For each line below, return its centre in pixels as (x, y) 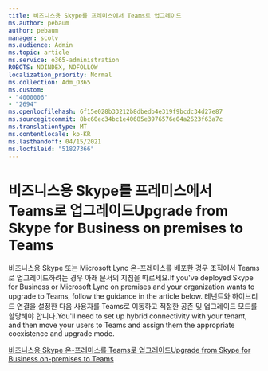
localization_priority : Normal (60, 75)
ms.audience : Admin (41, 45)
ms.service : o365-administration (64, 61)
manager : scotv (33, 38)
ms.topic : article (39, 53)
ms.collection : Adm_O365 (49, 82)
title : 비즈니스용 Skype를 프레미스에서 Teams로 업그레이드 (95, 16)
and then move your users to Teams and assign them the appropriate (122, 325)
